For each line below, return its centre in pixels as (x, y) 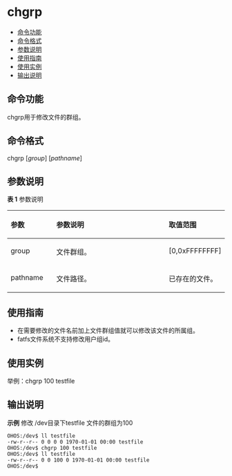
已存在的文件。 (193, 279)
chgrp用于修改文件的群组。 (46, 117)
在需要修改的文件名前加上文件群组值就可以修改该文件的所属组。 (108, 331)
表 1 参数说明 (25, 199)
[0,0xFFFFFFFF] (195, 251)
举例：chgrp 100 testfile (41, 381)
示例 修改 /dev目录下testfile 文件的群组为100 (70, 423)
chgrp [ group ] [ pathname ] (45, 158)
